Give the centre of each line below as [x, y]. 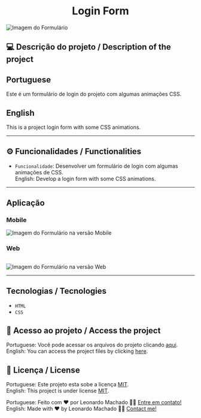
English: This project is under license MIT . [58, 391]
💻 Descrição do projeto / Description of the [89, 47]
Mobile [16, 220]
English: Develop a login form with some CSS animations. [85, 179]
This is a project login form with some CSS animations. [74, 127]
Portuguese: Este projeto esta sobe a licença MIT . [68, 385]
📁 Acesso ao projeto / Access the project [83, 331]
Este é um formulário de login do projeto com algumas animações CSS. [94, 94]
